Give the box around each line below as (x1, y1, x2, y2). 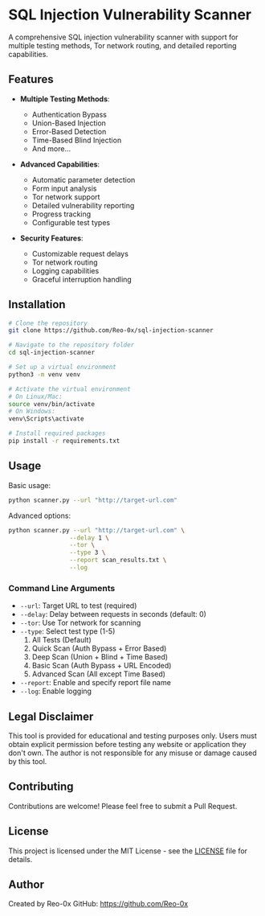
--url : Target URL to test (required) (19, 601, 137, 610)
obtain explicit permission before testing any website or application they (8, 739, 247, 749)
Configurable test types (31, 217, 111, 227)
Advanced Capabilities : (19, 159, 100, 169)
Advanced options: (8, 511, 71, 520)
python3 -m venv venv (8, 370, 81, 379)
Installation (8, 298, 66, 311)
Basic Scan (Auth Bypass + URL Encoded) (31, 661, 172, 671)
